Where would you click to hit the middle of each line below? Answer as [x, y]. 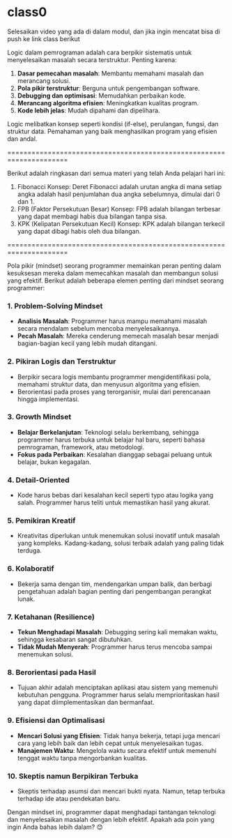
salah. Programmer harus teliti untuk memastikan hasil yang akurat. [114, 502]
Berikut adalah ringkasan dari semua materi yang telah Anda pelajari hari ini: [116, 173]
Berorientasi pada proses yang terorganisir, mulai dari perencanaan [114, 391]
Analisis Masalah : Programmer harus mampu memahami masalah [112, 321]
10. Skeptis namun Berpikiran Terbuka [73, 776]
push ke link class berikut [44, 38]
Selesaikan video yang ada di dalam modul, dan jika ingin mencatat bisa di [114, 31]
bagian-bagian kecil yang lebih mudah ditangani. [87, 343]
